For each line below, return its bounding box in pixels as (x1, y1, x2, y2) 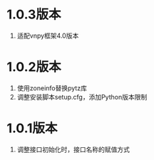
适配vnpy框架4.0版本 (16, 31, 79, 40)
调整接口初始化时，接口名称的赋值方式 (16, 145, 130, 154)
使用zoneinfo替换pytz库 (16, 83, 87, 92)
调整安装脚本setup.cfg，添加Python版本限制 (16, 92, 148, 101)
